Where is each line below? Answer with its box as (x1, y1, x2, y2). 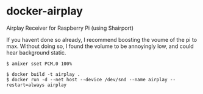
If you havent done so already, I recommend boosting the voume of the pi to (6, 36, 198, 43)
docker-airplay (6, 4, 84, 18)
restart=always (6, 82, 45, 88)
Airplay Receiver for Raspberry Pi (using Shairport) (6, 24, 134, 32)
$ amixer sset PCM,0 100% (6, 61, 72, 67)
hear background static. (6, 49, 66, 56)
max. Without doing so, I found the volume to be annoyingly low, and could (6, 42, 194, 50)
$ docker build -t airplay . (6, 71, 80, 77)
